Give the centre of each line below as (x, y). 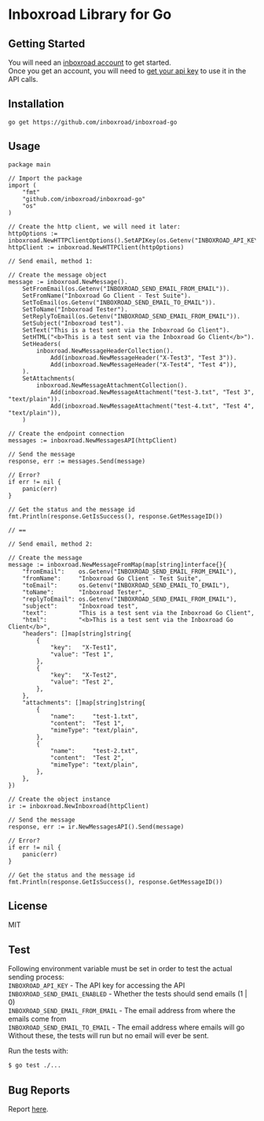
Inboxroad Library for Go (90, 15)
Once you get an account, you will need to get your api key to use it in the (127, 71)
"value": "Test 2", (82, 682)
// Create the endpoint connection (66, 434)
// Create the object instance (59, 799)
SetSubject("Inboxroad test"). (73, 323)
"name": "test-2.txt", (94, 750)
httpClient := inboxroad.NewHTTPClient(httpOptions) (96, 247)
